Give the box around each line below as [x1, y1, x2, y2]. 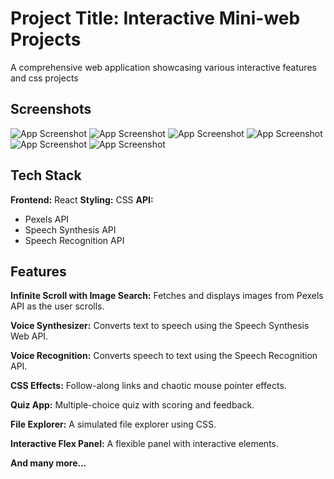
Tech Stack [10, 167, 82, 184]
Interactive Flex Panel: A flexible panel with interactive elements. [10, 438, 279, 450]
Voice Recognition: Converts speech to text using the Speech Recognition [10, 350, 318, 362]
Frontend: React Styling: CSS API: [10, 193, 154, 206]
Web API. [10, 330, 49, 342]
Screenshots [10, 101, 92, 118]
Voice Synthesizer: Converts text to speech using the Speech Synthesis [10, 320, 310, 332]
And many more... [10, 457, 87, 469]
